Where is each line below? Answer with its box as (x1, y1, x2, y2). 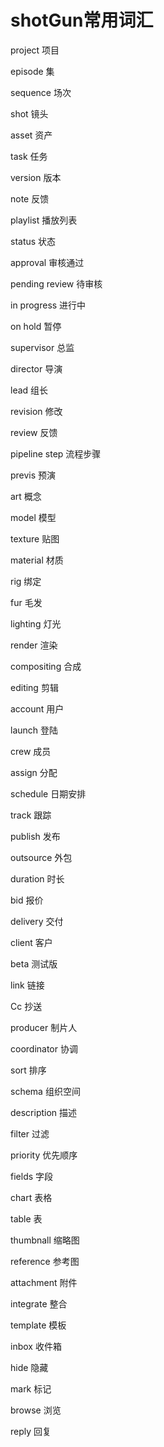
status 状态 (10, 235, 57, 247)
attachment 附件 (10, 1276, 78, 1288)
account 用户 (10, 702, 65, 715)
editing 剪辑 (10, 681, 59, 693)
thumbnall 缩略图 (10, 1234, 80, 1246)
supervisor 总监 (10, 341, 75, 353)
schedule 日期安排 (10, 787, 87, 800)
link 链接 (10, 979, 45, 991)
